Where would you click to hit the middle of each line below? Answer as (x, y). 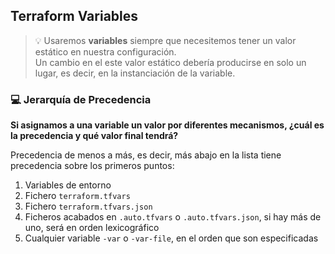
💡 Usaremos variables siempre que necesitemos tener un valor (165, 40)
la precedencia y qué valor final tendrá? (94, 136)
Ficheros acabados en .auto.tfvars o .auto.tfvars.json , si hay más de (173, 217)
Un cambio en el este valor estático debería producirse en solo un (170, 62)
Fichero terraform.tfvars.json (88, 206)
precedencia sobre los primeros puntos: (92, 166)
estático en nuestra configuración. (105, 51)
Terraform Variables (74, 16)
